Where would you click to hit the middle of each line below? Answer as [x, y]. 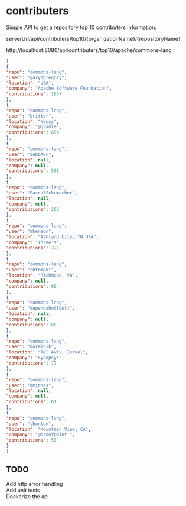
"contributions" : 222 [33, 248]
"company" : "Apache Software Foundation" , [59, 89]
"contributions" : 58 [32, 440]
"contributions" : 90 [32, 286]
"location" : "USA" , [30, 83]
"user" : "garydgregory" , [37, 77]
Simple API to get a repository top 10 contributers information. [81, 27]
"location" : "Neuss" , [33, 121]
